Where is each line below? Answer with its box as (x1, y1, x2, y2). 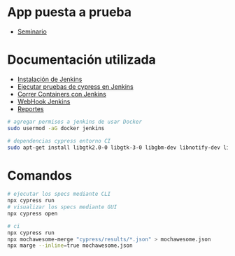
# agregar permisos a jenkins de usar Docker (7, 118, 142, 125)
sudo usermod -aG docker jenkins (7, 125, 105, 131)
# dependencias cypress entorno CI (7, 137, 111, 144)
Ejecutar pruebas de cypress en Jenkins (17, 82, 134, 91)
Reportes (17, 104, 44, 113)
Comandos (7, 167, 72, 183)
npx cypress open (7, 210, 58, 217)
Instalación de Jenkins (17, 75, 83, 83)
